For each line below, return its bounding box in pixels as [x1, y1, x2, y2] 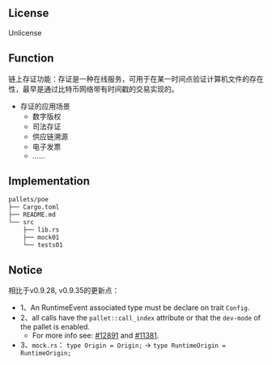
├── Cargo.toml [8, 203, 60, 211]
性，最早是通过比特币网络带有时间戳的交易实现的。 [8, 84, 179, 94]
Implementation [8, 174, 91, 189]
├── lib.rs [23, 226, 60, 234]
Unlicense [8, 28, 42, 37]
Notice [8, 263, 43, 277]
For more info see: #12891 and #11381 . [32, 331, 159, 341]
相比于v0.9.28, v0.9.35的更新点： [8, 286, 120, 295]
